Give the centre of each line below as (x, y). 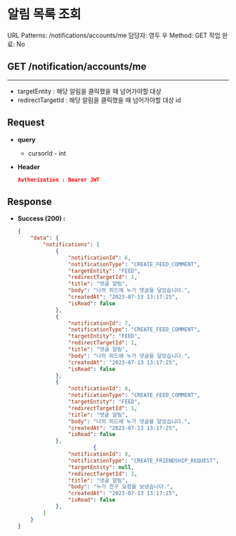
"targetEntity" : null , (101, 467)
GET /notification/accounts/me (77, 67)
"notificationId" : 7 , (99, 323)
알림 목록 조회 (44, 14)
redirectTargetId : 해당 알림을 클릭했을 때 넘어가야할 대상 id (99, 100)
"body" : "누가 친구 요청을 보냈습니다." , (120, 487)
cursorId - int (47, 153)
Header (28, 167)
